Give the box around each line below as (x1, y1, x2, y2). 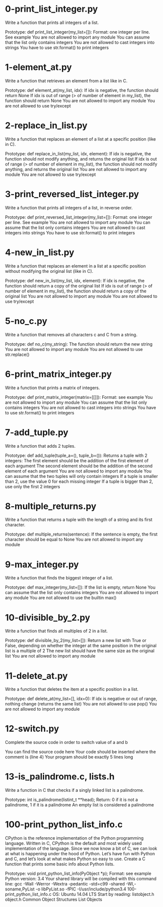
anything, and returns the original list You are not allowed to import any (5, 166, 147, 172)
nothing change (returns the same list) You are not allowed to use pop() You (5, 701, 157, 707)
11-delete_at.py (5, 670, 68, 681)
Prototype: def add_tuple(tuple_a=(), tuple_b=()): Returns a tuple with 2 (5, 453, 147, 458)
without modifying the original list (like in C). (5, 268, 93, 274)
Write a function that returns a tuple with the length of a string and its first (5, 516, 153, 523)
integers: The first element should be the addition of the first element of (5, 457, 149, 463)
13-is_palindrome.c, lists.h (5, 771, 115, 782)
